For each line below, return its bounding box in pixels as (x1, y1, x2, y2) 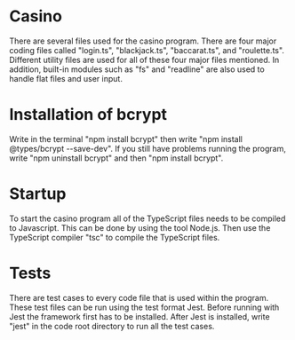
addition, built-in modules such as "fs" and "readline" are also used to (9, 64, 265, 75)
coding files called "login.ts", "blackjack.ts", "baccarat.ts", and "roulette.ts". (9, 44, 284, 55)
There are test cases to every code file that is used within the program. (9, 292, 269, 303)
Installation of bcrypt (9, 105, 167, 125)
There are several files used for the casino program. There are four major (9, 36, 277, 46)
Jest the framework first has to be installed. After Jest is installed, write (9, 311, 270, 321)
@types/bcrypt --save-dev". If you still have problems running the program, (9, 143, 286, 154)
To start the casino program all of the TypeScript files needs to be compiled (9, 213, 286, 224)
